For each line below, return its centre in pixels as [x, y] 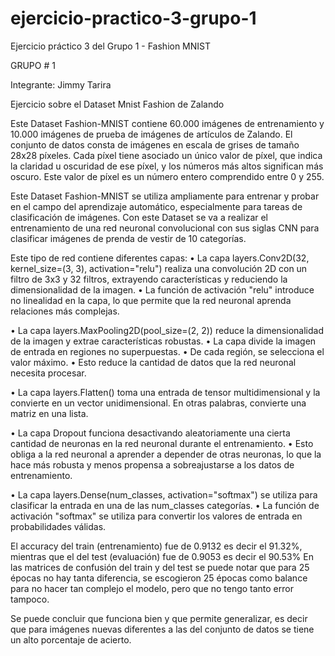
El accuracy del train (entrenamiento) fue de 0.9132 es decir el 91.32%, [156, 546]
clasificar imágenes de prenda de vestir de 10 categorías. [128, 238]
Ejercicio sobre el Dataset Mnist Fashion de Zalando [117, 104]
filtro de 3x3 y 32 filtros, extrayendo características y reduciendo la [149, 279]
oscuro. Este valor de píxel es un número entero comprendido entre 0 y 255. [167, 176]
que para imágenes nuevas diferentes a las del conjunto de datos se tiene [162, 629]
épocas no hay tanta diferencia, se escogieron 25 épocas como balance [159, 578]
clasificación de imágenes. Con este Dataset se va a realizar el [139, 217]
